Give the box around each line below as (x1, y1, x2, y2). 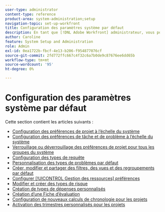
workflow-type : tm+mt (5, 58, 50, 62)
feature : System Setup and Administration (5, 39, 93, 44)
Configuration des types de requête (12, 154, 85, 160)
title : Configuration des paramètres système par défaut (5, 26, 124, 30)
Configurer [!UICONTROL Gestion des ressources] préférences (12, 175, 140, 181)
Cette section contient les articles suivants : (5, 119, 94, 124)
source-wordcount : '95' (5, 62, 54, 67)
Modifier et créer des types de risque (12, 181, 88, 186)
